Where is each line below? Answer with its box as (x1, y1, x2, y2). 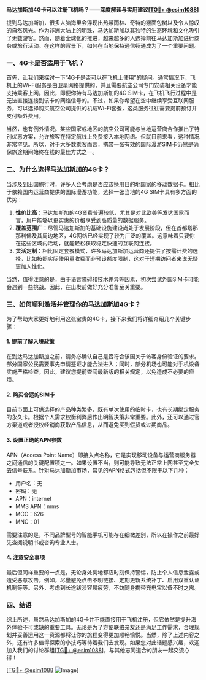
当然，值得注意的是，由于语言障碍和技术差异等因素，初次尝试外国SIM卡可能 (6, 276, 199, 283)
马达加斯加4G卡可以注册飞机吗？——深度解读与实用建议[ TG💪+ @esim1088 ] (6, 6, 199, 13)
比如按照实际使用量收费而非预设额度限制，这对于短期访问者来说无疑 (26, 255, 198, 262)
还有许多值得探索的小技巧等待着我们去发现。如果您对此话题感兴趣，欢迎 (17, 639, 200, 646)
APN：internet (15, 495, 52, 502)
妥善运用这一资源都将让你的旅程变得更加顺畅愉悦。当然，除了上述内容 (17, 632, 194, 638)
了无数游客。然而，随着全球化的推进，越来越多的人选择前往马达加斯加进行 (6, 34, 194, 42)
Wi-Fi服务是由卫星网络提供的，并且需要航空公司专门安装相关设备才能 (22, 82, 197, 89)
